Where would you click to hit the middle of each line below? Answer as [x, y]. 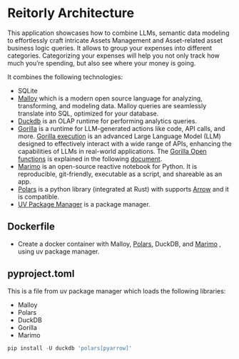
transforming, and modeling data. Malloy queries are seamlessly [112, 105]
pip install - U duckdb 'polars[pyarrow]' [70, 348]
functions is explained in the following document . [90, 159]
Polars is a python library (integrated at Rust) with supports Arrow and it [123, 189]
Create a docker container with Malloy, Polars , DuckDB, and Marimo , [119, 244]
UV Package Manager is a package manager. [84, 204]
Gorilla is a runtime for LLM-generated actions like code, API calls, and [121, 128]
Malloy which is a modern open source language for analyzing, [110, 98]
